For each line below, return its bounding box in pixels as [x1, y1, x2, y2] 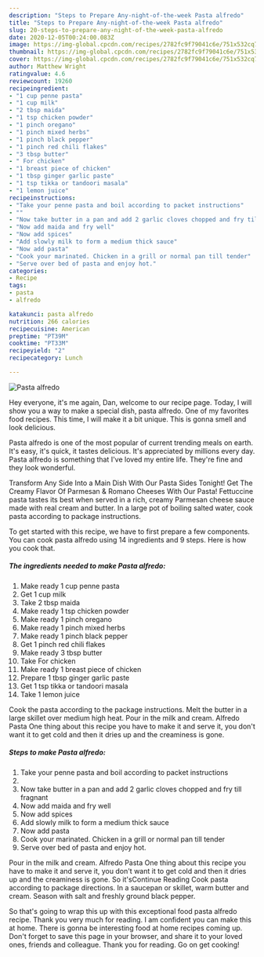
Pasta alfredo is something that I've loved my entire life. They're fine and [9, 455, 243, 464]
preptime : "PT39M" [9, 332, 69, 340]
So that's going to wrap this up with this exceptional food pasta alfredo [9, 906, 237, 915]
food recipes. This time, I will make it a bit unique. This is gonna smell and [9, 414, 247, 424]
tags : [9, 282, 27, 290]
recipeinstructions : [9, 194, 77, 202]
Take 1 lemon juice [20, 689, 81, 699]
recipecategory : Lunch [9, 354, 83, 362]
